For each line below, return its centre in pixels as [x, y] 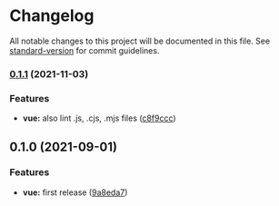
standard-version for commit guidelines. [85, 50]
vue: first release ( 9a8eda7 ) [75, 192]
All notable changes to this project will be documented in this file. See [140, 41]
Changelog [52, 16]
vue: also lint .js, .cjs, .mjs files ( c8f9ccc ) [99, 118]
